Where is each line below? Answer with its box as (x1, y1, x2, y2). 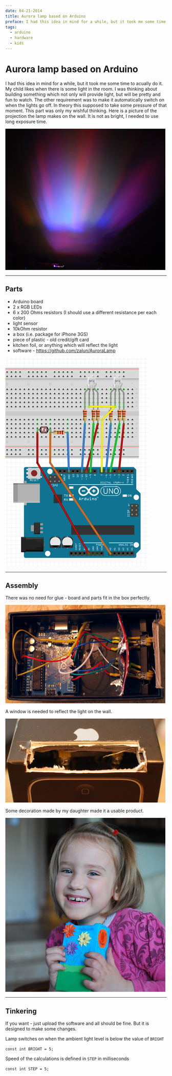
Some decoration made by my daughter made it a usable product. (5, 808, 144, 814)
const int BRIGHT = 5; (5, 1047, 54, 1052)
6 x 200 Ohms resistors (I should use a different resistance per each (12, 309, 157, 315)
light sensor (12, 320, 38, 326)
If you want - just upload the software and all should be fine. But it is (5, 1020, 149, 1027)
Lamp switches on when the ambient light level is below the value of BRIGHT (5, 1036, 164, 1042)
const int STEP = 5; (5, 1066, 50, 1072)
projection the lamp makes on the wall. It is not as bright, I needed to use (5, 113, 159, 119)
